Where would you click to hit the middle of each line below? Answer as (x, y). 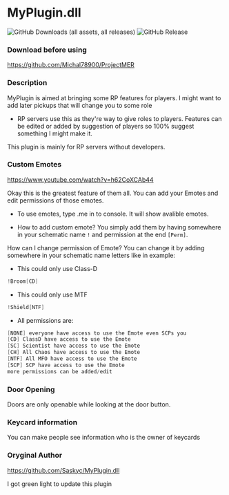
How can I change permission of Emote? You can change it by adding (106, 247)
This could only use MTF (52, 295)
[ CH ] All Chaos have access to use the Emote (73, 353)
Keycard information (42, 422)
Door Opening (31, 389)
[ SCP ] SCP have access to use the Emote (66, 365)
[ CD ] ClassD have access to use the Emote (69, 339)
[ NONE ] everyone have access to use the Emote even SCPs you (97, 333)
